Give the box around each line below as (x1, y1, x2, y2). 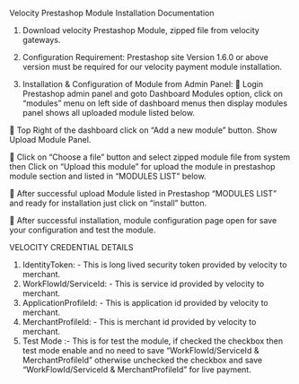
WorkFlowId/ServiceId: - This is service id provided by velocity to (22, 278, 265, 289)
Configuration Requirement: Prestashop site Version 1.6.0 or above (22, 52, 269, 62)
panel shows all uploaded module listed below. (22, 108, 196, 118)
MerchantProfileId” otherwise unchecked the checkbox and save (22, 354, 263, 365)
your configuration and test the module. (9, 224, 156, 235)
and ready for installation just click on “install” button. (9, 197, 207, 208)
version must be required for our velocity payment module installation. (22, 62, 283, 72)
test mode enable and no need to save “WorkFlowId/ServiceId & (22, 345, 259, 355)
